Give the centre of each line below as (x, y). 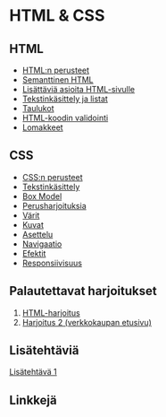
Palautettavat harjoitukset (83, 291)
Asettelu (37, 234)
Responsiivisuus (52, 263)
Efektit (34, 253)
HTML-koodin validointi (65, 118)
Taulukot (38, 108)
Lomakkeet (43, 127)
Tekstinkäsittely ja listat (65, 99)
